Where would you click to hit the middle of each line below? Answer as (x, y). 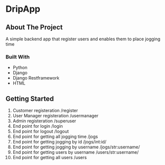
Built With (18, 56)
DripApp (23, 9)
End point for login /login (38, 126)
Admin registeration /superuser (44, 121)
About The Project (34, 27)
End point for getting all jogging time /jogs (55, 137)
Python (20, 68)
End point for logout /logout (41, 132)
